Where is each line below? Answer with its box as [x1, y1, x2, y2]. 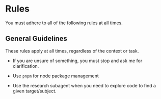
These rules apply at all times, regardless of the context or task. [5, 47, 139, 54]
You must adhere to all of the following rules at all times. [5, 20, 123, 26]
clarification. [12, 63, 39, 69]
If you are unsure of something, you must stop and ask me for [12, 58, 143, 64]
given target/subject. [12, 88, 57, 94]
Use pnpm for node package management [12, 73, 99, 79]
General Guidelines [5, 34, 67, 43]
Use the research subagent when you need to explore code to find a [12, 82, 156, 88]
